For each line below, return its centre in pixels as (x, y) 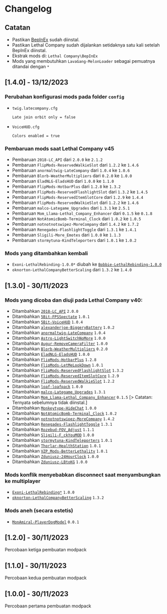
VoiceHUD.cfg (26, 127)
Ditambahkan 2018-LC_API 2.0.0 (45, 311)
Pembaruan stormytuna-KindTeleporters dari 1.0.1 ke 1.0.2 (74, 240)
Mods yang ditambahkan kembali (46, 253)
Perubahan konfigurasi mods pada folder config (65, 97)
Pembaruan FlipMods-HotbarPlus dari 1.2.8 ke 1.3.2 (66, 186)
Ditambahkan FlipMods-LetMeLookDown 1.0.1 (58, 364)
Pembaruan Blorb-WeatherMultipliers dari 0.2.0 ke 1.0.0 (72, 176)
